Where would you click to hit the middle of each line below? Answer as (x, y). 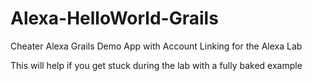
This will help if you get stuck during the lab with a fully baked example (156, 65)
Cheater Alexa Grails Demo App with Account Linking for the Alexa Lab (156, 46)
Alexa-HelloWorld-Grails (114, 18)
